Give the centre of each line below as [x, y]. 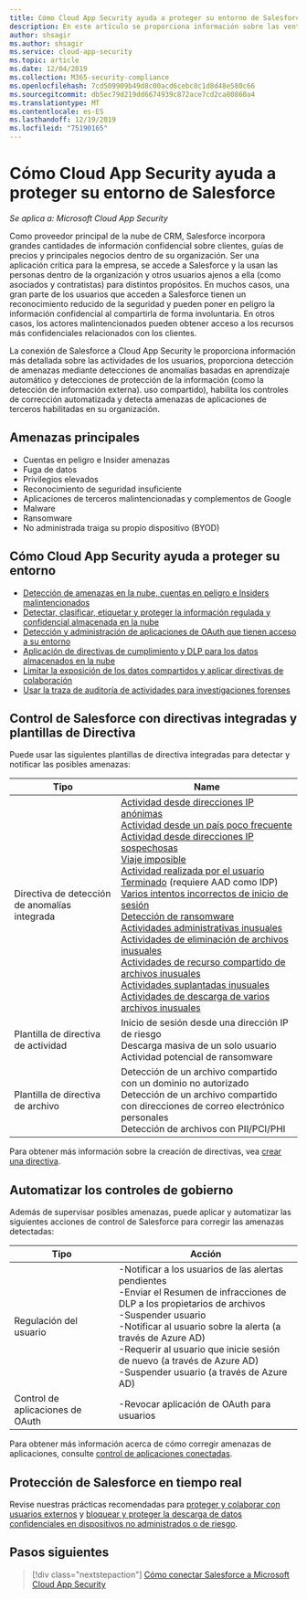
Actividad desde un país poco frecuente [206, 825]
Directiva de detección [63, 894]
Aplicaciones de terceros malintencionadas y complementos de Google [157, 498]
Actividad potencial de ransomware [196, 1057]
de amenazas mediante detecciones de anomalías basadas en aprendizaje [150, 370]
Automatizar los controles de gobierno [122, 1190]
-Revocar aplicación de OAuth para [195, 1404]
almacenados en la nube [69, 661]
